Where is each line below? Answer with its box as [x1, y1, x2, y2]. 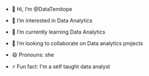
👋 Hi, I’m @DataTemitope [11, 6, 73, 12]
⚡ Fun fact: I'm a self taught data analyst [11, 63, 111, 70]
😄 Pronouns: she [11, 51, 54, 58]
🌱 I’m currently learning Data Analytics [11, 28, 105, 35]
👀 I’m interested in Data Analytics [11, 17, 93, 24]
